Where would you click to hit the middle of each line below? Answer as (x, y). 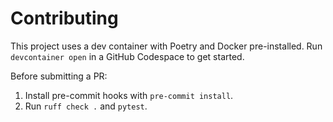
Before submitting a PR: (59, 76)
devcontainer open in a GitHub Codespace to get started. (127, 56)
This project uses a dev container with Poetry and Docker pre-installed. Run (166, 46)
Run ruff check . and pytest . (86, 106)
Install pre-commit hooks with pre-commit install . (129, 95)
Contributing (64, 18)
